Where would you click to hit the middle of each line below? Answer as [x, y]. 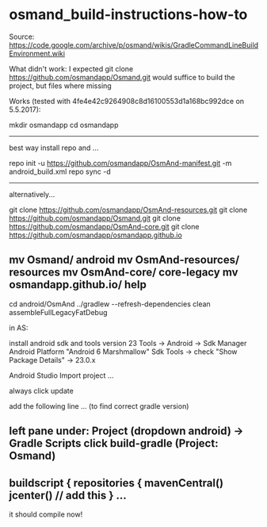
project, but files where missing [60, 86]
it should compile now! [46, 514]
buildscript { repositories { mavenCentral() [116, 483]
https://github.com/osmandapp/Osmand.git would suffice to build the [122, 77]
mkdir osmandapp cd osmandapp [64, 125]
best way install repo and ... [54, 148]
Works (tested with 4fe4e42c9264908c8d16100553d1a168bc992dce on [127, 101]
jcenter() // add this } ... [68, 495]
